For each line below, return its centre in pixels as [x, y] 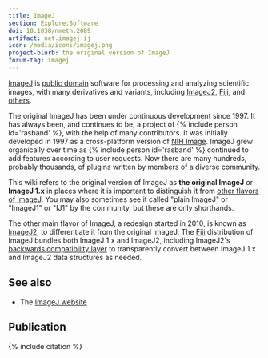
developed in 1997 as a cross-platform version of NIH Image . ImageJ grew [131, 141]
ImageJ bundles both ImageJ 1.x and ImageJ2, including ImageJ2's [119, 240]
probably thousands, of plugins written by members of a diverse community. [134, 167]
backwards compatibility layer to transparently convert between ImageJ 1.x [132, 248]
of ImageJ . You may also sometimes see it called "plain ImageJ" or [118, 199]
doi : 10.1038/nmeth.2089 [50, 30]
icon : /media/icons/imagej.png [60, 46]
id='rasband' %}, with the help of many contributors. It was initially [118, 132]
